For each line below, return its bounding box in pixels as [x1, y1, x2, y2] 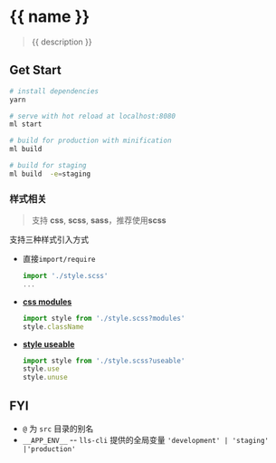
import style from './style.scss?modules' [22, 313, 186, 323]
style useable [22, 338, 75, 350]
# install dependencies [9, 86, 100, 96]
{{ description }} [31, 36, 92, 47]
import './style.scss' [22, 272, 109, 281]
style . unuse [22, 373, 68, 382]
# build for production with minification [9, 136, 172, 146]
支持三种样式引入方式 [9, 234, 89, 246]
